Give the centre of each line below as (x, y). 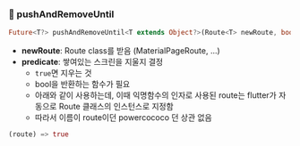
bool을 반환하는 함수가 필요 (82, 85)
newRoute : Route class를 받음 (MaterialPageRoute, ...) (120, 51)
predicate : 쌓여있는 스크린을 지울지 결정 (92, 62)
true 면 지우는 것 (63, 73)
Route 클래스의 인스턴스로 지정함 (116, 107)
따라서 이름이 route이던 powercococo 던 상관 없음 (123, 118)
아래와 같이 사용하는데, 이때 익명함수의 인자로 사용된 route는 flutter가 (155, 95)
